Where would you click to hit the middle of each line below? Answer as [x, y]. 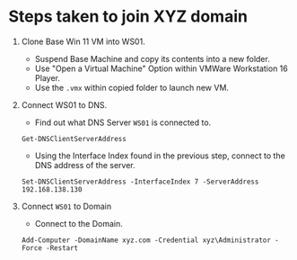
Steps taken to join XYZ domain [128, 17]
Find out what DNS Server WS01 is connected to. [123, 122]
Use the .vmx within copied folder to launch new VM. [132, 87]
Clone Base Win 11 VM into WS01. [83, 41]
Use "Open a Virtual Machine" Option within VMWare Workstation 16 [161, 68]
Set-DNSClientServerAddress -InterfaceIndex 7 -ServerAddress [140, 182]
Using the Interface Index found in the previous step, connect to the [160, 156]
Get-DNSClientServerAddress [74, 139]
